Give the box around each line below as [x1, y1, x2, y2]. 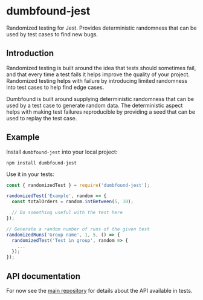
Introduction [6, 48, 54, 59]
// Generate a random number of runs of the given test [6, 226, 150, 232]
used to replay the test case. [6, 114, 77, 122]
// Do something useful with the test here [11, 210, 123, 216]
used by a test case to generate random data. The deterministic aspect [6, 102, 183, 109]
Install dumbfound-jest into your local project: [6, 148, 118, 155]
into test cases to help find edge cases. [6, 83, 105, 91]
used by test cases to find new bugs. [6, 30, 98, 37]
